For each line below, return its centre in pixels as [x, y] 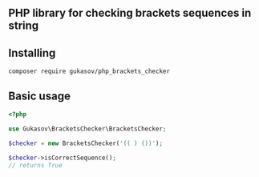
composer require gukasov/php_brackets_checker [89, 71]
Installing [32, 52]
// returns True [35, 165]
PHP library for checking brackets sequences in [130, 13]
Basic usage [39, 96]
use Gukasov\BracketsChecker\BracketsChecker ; [87, 129]
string [24, 26]
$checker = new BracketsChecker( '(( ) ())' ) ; [85, 143]
